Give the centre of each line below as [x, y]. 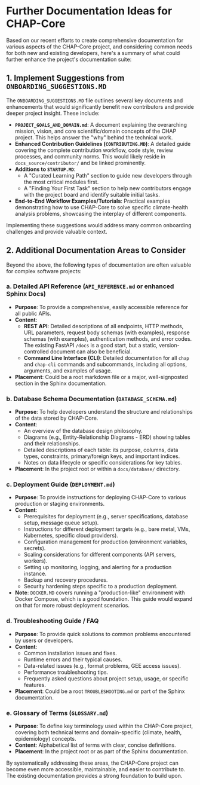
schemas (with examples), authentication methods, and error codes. [108, 338]
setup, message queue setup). [61, 523]
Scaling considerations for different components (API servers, [100, 555]
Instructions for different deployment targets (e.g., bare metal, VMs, [107, 529]
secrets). [35, 548]
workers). [36, 561]
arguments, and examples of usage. [68, 370]
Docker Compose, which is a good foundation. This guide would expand [104, 599]
